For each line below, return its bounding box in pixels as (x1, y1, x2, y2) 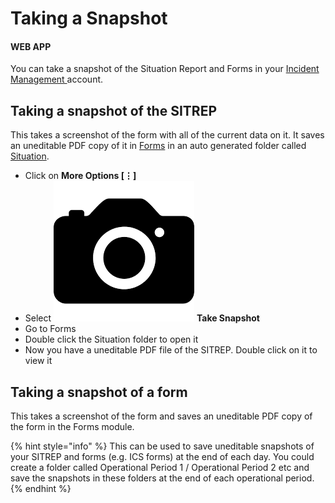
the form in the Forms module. (10, 421, 135, 433)
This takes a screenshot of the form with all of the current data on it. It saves (10, 129, 325, 141)
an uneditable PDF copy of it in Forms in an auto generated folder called (10, 140, 307, 152)
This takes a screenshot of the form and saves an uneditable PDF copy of (10, 410, 313, 422)
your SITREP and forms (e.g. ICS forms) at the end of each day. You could (10, 451, 315, 463)
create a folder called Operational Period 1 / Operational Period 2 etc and (10, 462, 310, 474)
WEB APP (10, 40, 52, 52)
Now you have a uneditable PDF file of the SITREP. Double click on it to (24, 344, 318, 356)
